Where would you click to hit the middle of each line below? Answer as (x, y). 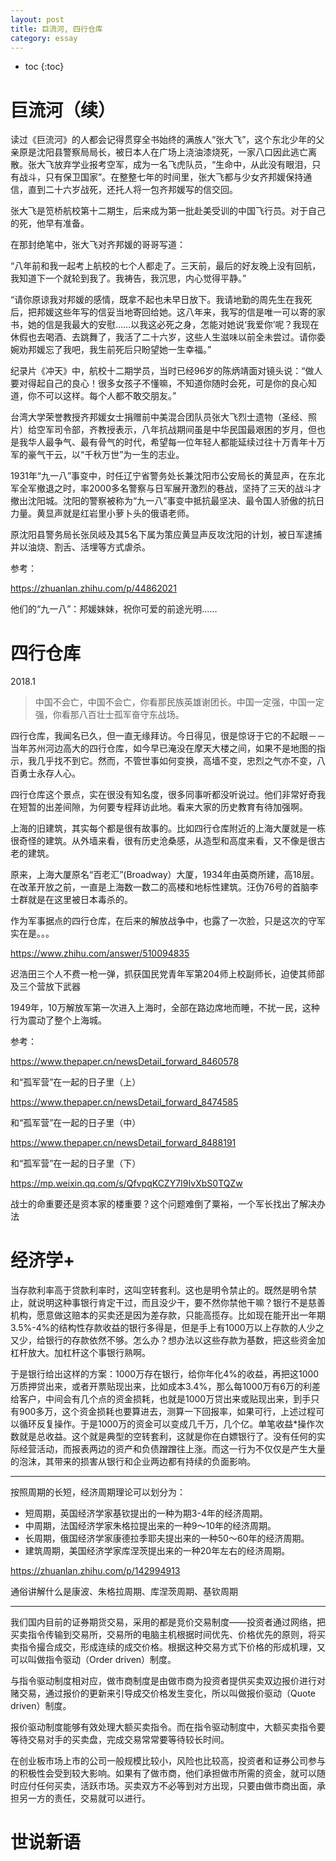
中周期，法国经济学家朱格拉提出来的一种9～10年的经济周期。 (150, 1526)
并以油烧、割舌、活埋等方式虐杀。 (80, 547)
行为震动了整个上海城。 (58, 1020)
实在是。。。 (32, 933)
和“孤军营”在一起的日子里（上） (76, 1082)
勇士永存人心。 (49, 773)
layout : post (37, 19)
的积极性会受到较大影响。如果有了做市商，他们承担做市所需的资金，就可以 (163, 1773)
